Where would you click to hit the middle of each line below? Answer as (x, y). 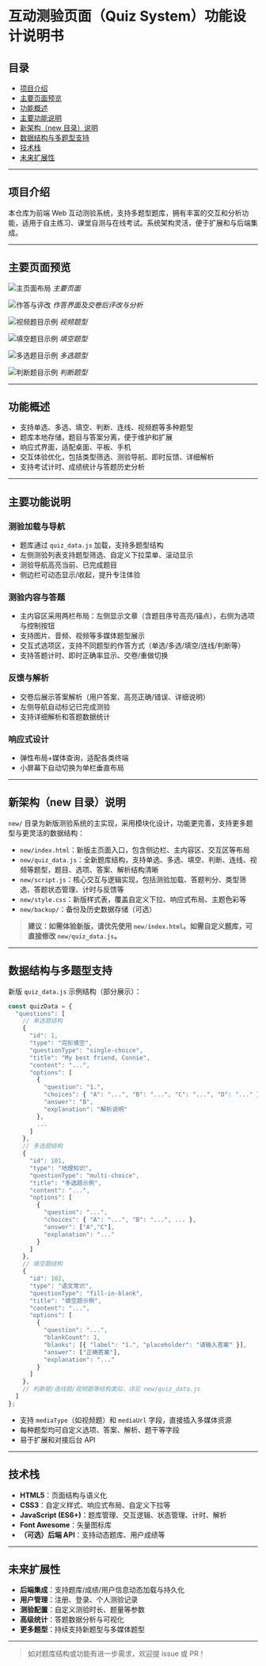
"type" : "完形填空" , (61, 1043)
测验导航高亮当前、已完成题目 (68, 565)
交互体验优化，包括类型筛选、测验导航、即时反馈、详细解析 (117, 457)
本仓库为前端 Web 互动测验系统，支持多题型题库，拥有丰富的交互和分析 (125, 213)
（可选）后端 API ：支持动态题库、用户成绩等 (92, 1535)
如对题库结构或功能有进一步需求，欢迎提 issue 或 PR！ (116, 1654)
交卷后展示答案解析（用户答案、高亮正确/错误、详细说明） (114, 697)
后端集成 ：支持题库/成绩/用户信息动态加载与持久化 (102, 1590)
